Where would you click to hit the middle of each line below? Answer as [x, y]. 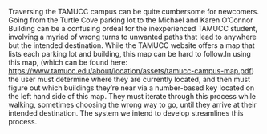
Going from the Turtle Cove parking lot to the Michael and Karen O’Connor [131, 20]
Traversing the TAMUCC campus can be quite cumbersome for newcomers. [133, 12]
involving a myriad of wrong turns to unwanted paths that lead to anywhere [132, 37]
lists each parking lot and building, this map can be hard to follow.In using [129, 54]
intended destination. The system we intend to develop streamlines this [126, 113]
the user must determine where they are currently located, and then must [129, 79]
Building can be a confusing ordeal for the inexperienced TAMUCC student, [133, 28]
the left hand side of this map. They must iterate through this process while [132, 96]
